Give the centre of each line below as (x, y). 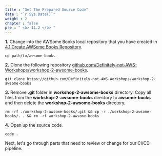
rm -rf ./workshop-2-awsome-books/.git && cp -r (55, 112)
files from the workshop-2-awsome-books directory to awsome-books (78, 98)
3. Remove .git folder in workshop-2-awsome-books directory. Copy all (78, 92)
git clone (15, 79)
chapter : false (21, 23)
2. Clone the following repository (38, 65)
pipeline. (14, 148)
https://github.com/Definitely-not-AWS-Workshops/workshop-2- (91, 79)
